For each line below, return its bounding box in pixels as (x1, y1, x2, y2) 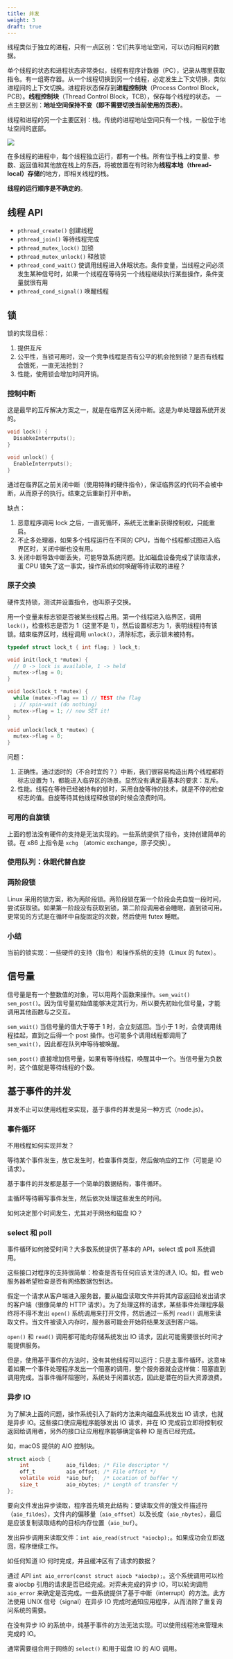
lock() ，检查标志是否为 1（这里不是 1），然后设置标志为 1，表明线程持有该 (7, 621, 218, 629)
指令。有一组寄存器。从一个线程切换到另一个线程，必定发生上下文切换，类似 (7, 75, 226, 83)
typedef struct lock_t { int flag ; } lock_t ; (7, 643, 141, 651)
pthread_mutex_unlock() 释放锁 (17, 253, 106, 261)
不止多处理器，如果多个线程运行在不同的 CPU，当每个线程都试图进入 (17, 536, 215, 544)
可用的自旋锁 (7, 813, 51, 822)
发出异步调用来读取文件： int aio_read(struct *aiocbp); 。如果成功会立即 (7, 1533, 219, 1541)
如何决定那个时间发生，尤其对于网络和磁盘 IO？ (7, 1209, 144, 1217)
